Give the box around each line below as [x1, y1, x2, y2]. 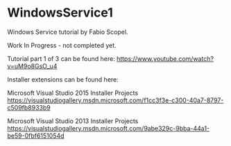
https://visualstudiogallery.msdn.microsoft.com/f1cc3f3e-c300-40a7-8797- [7, 95, 224, 104]
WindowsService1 [7, 5, 113, 21]
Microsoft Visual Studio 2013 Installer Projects [7, 116, 139, 125]
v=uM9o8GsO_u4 [7, 62, 58, 70]
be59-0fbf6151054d [7, 131, 65, 140]
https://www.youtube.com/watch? [117, 54, 214, 63]
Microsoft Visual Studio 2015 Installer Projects [7, 89, 139, 97]
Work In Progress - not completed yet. [7, 41, 117, 49]
